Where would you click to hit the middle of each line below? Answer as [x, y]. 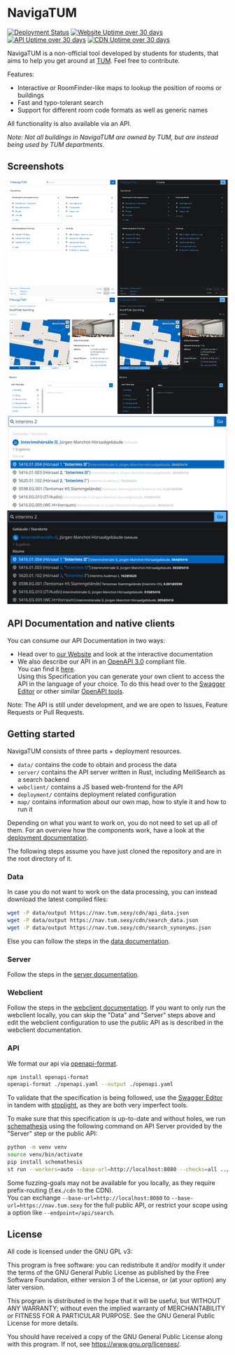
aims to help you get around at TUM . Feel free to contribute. [94, 60]
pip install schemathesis [45, 1162]
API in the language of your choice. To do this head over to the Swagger [121, 684]
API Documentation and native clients [91, 624]
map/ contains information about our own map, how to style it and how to [122, 801]
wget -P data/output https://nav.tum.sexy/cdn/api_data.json [98, 913]
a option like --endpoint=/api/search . [61, 1212]
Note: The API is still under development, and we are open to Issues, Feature [117, 705]
